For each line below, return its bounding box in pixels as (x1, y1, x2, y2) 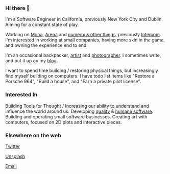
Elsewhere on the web (5, 132, 61, 139)
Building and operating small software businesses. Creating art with (5, 113, 148, 119)
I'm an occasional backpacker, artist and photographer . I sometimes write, (5, 52, 161, 58)
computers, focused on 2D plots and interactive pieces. (5, 119, 122, 125)
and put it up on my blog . (5, 58, 58, 64)
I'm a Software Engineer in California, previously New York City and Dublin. (5, 16, 163, 22)
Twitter (5, 143, 20, 150)
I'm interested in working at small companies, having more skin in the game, (5, 37, 165, 43)
